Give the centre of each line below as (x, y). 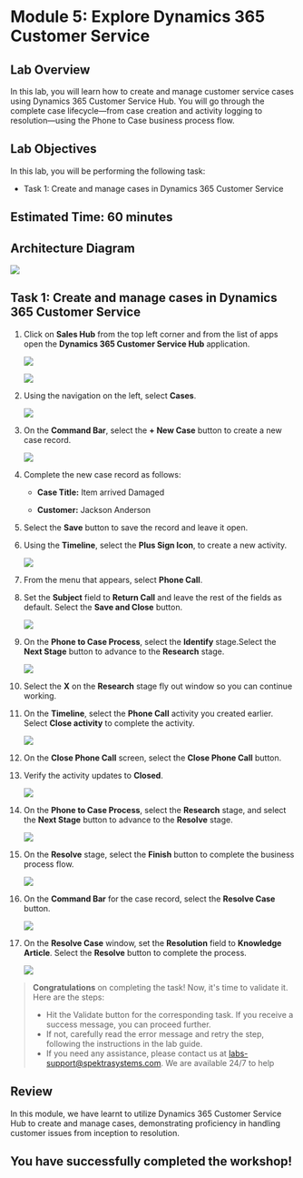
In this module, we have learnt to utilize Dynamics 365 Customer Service (146, 1113)
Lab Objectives (54, 149)
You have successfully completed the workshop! (151, 1162)
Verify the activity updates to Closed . (93, 775)
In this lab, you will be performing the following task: (108, 171)
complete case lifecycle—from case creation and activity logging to (136, 111)
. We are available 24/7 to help (218, 1062)
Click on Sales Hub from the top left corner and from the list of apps (151, 334)
